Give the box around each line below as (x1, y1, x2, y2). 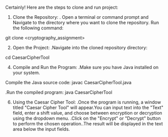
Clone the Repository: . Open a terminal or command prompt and (12, 14, 149, 20)
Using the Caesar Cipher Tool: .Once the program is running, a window (12, 99, 161, 105)
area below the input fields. (12, 126, 70, 132)
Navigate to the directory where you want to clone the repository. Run (12, 20, 159, 25)
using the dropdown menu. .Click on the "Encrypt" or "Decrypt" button (12, 115, 161, 121)
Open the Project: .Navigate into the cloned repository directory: (12, 45, 148, 50)
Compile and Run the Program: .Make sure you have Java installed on (12, 64, 159, 70)
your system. (12, 70, 40, 76)
